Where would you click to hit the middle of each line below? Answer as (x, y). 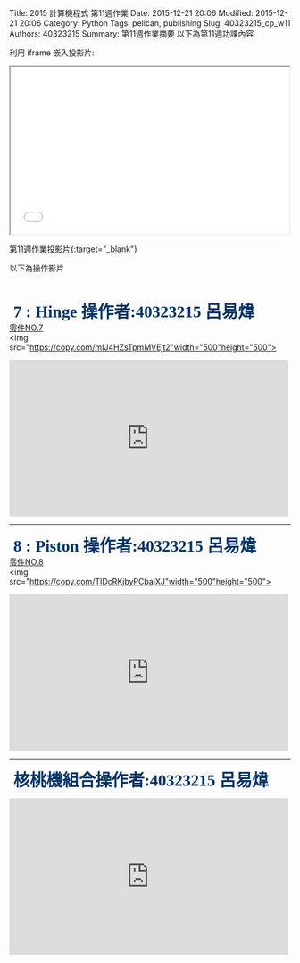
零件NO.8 (27, 562)
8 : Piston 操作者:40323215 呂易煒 (135, 546)
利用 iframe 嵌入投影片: (52, 53)
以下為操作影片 (37, 268)
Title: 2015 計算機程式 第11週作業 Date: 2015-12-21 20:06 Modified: (132, 13)
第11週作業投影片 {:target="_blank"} (74, 249)
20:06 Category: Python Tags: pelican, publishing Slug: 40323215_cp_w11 (155, 23)
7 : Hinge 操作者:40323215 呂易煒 (134, 312)
